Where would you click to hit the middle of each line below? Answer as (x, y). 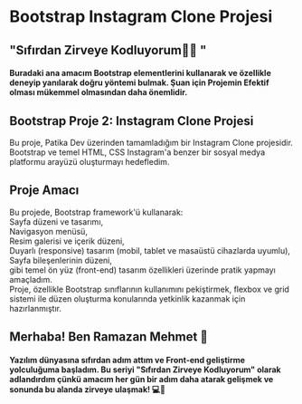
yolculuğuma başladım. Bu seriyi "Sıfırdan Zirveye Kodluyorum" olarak (146, 370)
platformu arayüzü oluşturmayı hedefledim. (90, 161)
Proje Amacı (44, 191)
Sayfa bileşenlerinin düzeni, (61, 260)
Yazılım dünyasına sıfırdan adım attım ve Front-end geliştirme (127, 360)
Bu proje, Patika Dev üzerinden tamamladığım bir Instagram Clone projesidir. (151, 142)
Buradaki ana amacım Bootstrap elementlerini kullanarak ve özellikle (140, 73)
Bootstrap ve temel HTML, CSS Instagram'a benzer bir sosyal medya (137, 152)
